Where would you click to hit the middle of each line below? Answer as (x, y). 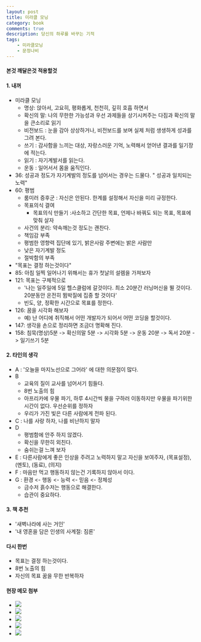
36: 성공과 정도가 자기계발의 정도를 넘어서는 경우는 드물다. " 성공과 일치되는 (103, 175)
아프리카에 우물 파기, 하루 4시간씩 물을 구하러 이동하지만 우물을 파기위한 (108, 398)
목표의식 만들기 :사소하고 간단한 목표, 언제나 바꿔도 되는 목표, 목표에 (112, 212)
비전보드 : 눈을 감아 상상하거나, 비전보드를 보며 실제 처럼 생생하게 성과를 (108, 130)
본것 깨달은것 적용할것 (32, 71)
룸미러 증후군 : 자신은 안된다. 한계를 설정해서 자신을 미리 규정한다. (100, 197)
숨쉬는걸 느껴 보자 (45, 449)
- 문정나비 (28, 51)
